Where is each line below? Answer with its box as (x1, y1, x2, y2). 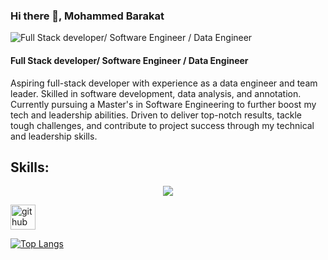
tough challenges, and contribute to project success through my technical (10, 119, 315, 131)
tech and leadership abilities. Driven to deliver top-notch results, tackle (10, 109, 302, 121)
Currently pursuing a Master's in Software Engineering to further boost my (10, 98, 317, 110)
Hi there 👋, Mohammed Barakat (10, 9, 165, 23)
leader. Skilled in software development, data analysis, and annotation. (10, 87, 302, 99)
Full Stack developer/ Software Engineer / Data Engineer (10, 54, 249, 66)
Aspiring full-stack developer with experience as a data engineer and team (10, 77, 318, 89)
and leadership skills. (10, 130, 98, 142)
